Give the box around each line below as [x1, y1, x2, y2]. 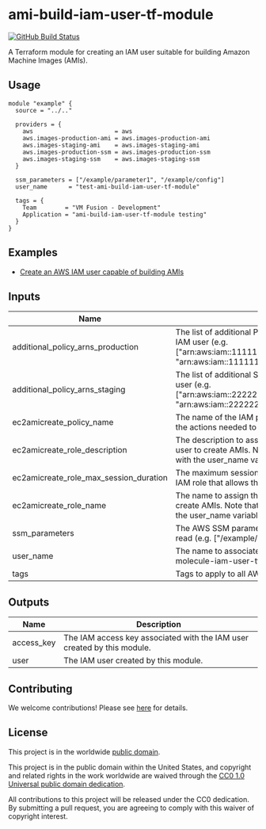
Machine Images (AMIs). [8, 55, 89, 65]
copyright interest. [8, 811, 69, 821]
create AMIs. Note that [175, 500, 260, 511]
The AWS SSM [175, 523, 230, 534]
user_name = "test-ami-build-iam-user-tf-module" [15, 182, 200, 191]
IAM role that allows [175, 477, 249, 488]
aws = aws [22, 127, 133, 136]
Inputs [8, 289, 41, 303]
